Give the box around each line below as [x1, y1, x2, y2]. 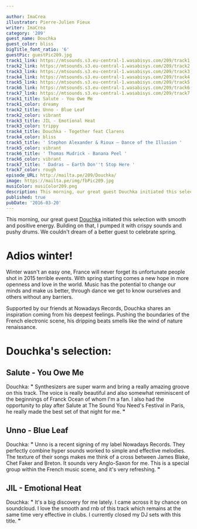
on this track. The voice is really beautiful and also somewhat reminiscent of [6, 390, 190, 397]
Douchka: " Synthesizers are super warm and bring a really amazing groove [6, 383, 189, 390]
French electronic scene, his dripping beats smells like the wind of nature [6, 317, 183, 324]
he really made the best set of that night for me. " [6, 408, 125, 415]
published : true [6, 194, 46, 200]
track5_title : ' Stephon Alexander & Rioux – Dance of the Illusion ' [6, 139, 182, 145]
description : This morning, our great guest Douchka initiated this [6, 189, 177, 195]
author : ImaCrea [6, 14, 46, 19]
